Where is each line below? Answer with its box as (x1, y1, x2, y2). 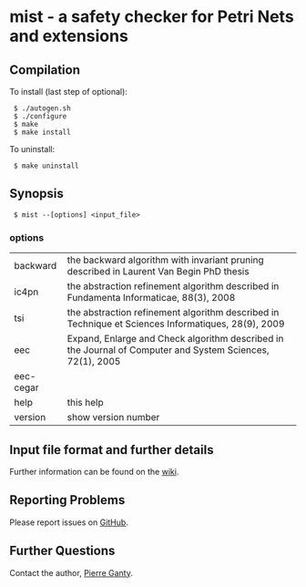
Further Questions (9, 543, 116, 559)
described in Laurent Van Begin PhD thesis (66, 265, 250, 278)
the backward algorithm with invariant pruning (66, 253, 264, 266)
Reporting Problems (9, 492, 126, 508)
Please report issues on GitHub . (9, 517, 129, 528)
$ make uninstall (13, 161, 79, 170)
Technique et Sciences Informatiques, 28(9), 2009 (66, 317, 285, 330)
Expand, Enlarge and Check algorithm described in (66, 333, 284, 345)
